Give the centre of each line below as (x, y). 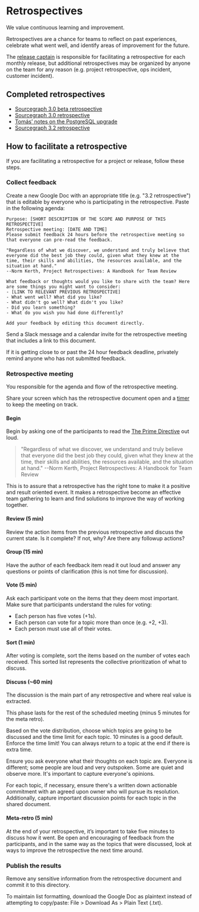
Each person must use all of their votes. (63, 628)
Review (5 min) (25, 518)
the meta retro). (25, 719)
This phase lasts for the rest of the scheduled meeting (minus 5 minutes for (98, 713)
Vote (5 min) (22, 585)
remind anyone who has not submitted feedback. (66, 358)
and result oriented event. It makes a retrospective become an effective (94, 493)
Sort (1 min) (21, 642)
